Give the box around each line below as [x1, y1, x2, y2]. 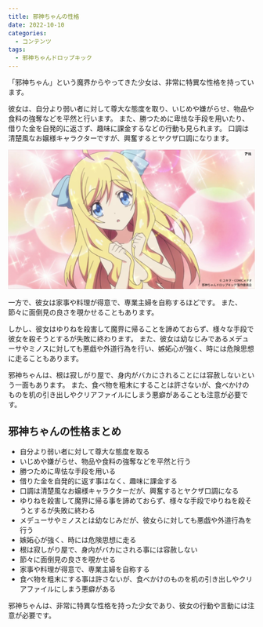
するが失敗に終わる [33, 506, 95, 516]
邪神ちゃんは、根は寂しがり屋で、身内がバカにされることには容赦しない [8, 370, 241, 380]
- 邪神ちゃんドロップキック [15, 54, 92, 62]
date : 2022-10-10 [8, 20, 65, 29]
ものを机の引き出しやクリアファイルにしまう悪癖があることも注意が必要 [8, 389, 241, 399]
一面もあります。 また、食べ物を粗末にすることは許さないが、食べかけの [14, 380, 250, 389]
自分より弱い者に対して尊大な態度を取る [19, 447, 150, 457]
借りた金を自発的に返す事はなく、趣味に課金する [19, 476, 178, 486]
